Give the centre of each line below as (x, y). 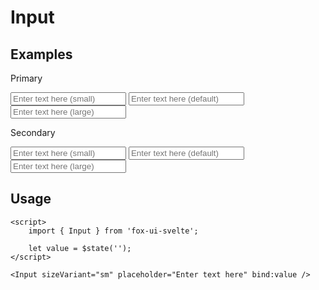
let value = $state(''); (80, 248)
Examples (41, 54)
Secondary (33, 132)
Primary (26, 78)
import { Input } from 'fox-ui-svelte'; (113, 231)
